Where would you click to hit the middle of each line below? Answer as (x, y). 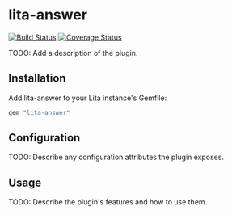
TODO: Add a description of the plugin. (73, 53)
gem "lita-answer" (39, 112)
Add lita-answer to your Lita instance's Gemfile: (88, 98)
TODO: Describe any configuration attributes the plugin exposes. (116, 157)
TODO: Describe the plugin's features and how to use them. (108, 202)
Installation (37, 78)
